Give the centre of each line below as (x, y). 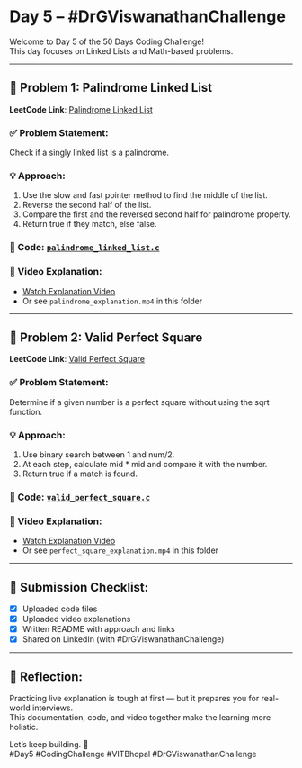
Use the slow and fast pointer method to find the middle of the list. (145, 195)
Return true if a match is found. (80, 474)
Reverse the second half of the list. (87, 205)
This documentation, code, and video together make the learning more (140, 718)
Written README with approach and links (98, 629)
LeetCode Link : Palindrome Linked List (81, 109)
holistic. (24, 727)
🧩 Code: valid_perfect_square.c (80, 497)
